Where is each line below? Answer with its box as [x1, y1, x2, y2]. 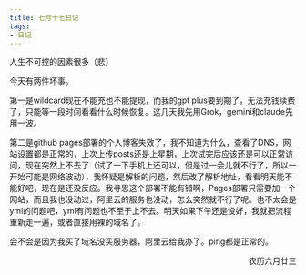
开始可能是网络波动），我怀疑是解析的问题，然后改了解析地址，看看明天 [9, 171, 277, 182]
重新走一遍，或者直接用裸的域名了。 [9, 217, 146, 228]
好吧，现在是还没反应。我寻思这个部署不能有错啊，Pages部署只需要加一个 [16, 183, 296, 194]
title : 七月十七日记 [9, 13, 79, 23]
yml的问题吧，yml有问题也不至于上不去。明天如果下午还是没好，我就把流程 [9, 206, 292, 217]
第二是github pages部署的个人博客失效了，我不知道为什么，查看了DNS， [9, 137, 283, 148]
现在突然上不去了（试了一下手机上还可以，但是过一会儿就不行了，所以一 [25, 160, 297, 171]
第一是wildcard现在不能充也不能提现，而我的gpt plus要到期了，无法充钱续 [9, 95, 288, 106]
